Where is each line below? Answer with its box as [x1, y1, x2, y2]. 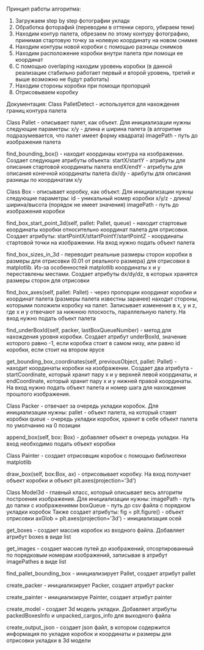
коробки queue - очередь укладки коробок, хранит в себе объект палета [6, 416, 198, 422]
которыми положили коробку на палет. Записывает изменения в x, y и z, [6, 302, 197, 308]
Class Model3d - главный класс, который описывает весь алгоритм [6, 489, 183, 496]
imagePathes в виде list [6, 558, 67, 565]
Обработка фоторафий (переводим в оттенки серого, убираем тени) [15, 24, 195, 31]
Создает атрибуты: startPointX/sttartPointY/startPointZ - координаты [6, 233, 183, 239]
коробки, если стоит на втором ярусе [6, 346, 105, 353]
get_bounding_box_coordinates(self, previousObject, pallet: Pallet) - [6, 358, 177, 365]
